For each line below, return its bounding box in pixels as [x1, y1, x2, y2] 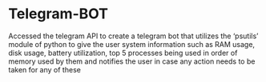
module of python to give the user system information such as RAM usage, [8, 39, 255, 49]
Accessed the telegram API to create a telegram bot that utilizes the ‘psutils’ [8, 31, 259, 41]
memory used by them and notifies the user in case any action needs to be [8, 57, 256, 66]
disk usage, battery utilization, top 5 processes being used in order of [8, 48, 238, 57]
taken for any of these [8, 64, 82, 74]
